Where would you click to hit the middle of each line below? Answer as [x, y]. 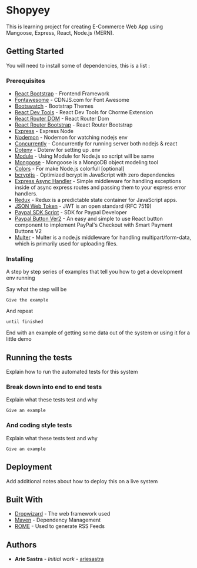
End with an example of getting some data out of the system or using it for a [98, 333]
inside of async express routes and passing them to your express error [100, 187]
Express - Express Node [44, 131]
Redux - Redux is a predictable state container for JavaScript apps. [96, 200]
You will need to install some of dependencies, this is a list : [78, 65]
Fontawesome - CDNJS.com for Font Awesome [72, 100]
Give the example [27, 300]
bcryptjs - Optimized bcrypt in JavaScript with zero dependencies [95, 175]
